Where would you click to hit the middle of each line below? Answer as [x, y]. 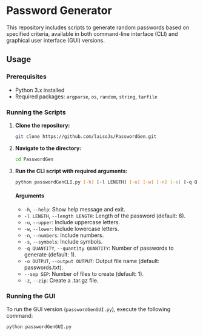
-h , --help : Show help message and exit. [75, 209]
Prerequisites [26, 77]
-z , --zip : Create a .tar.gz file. [61, 280]
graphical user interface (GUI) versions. [55, 40]
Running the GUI [31, 296]
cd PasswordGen [34, 159]
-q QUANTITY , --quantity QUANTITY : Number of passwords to [99, 248]
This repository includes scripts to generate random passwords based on [98, 27]
